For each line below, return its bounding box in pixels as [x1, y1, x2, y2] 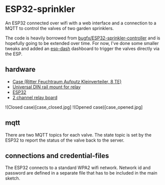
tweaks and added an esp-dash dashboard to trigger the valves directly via [5, 45, 160, 51]
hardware [5, 65, 36, 74]
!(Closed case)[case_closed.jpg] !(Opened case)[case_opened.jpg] [5, 104, 143, 110]
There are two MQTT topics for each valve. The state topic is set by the [5, 132, 152, 138]
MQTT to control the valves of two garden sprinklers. [5, 25, 114, 31]
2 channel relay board [12, 94, 58, 100]
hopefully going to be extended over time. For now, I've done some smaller [5, 40, 159, 46]
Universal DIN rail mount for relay [12, 84, 81, 90]
